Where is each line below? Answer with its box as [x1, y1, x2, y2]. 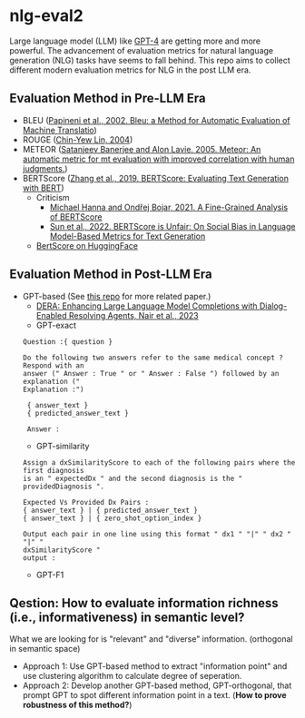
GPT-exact [35, 320, 77, 330]
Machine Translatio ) [22, 124, 97, 135]
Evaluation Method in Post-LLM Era [9, 267, 213, 282]
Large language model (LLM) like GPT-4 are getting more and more [9, 35, 261, 46]
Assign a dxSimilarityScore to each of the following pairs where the [22, 457, 296, 467]
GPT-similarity [35, 440, 90, 451]
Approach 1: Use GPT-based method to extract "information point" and [22, 661, 288, 672]
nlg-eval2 [9, 5, 84, 26]
